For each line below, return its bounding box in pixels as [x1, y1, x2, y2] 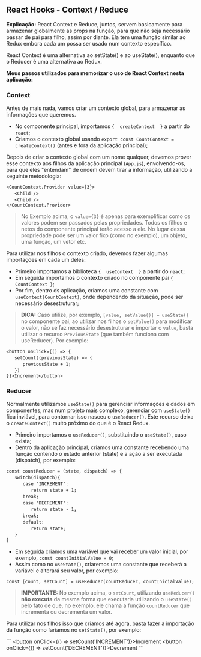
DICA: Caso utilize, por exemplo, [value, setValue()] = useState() [20, 312, 189, 319]
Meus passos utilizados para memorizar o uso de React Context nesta [6, 69, 184, 77]
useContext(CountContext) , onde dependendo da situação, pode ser [14, 294, 184, 301]
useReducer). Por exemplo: [20, 337, 89, 344]
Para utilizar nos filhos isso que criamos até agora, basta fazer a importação [6, 620, 195, 627]
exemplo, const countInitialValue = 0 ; [14, 554, 114, 562]
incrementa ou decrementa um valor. [20, 608, 112, 616]
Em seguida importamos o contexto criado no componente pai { [14, 274, 174, 282]
